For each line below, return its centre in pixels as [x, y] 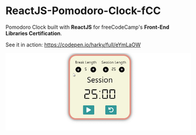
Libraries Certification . [34, 33]
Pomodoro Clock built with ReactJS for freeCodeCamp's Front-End [87, 27]
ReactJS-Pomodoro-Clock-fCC [83, 11]
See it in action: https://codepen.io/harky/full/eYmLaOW [73, 45]
